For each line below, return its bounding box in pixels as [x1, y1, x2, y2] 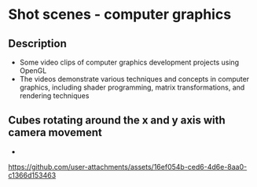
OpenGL [19, 66, 47, 75]
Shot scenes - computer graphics [8, 5, 232, 24]
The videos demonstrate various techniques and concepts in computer [19, 75, 250, 83]
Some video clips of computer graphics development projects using [19, 57, 240, 67]
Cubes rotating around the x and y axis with [8, 114, 226, 127]
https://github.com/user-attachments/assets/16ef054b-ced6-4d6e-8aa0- [8, 162, 248, 171]
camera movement [8, 126, 102, 139]
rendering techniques [19, 91, 90, 100]
